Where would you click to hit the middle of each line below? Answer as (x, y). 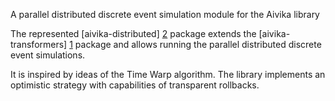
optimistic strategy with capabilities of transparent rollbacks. (135, 85)
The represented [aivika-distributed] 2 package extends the (133, 33)
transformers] (39, 44)
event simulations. (48, 55)
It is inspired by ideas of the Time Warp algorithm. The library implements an (168, 74)
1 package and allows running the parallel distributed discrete (195, 44)
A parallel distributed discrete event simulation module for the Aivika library (165, 14)
